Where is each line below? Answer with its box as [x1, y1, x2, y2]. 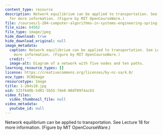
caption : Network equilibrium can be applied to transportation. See [9, 47, 153, 52]
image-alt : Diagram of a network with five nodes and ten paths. [9, 61, 145, 66]
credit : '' [9, 57, 32, 61]
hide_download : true [5, 34, 47, 39]
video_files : [5, 92, 32, 97]
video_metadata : [5, 102, 38, 106]
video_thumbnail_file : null [9, 97, 66, 102]
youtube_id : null [9, 106, 45, 111]
